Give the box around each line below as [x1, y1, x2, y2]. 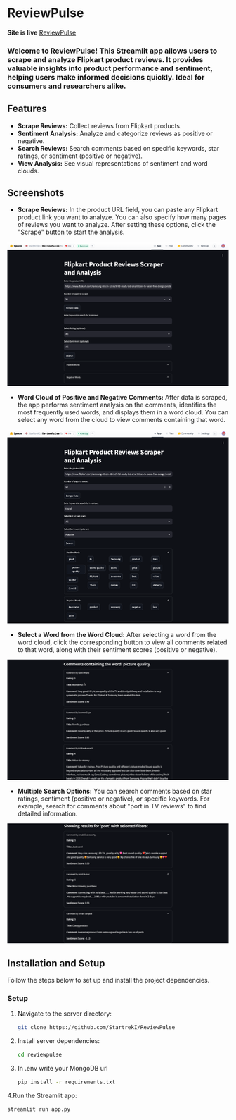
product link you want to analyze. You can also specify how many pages [17, 213, 227, 221]
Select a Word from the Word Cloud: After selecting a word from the [17, 630, 217, 639]
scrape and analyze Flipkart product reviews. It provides [7, 54, 204, 64]
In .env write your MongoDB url [17, 1064, 108, 1073]
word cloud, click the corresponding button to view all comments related [17, 638, 228, 646]
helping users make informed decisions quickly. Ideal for [7, 72, 205, 82]
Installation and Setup [7, 957, 105, 969]
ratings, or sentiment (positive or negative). [17, 152, 143, 160]
